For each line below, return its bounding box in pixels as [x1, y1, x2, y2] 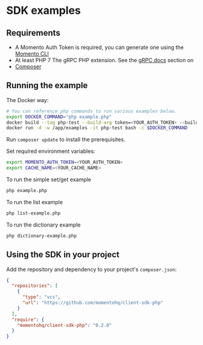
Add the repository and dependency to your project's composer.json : [6, 265, 177, 272]
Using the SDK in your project [6, 250, 120, 260]
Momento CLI [14, 50, 50, 57]
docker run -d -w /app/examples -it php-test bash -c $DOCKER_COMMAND [6, 125, 188, 131]
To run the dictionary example [6, 221, 81, 228]
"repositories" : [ [11, 283, 59, 289]
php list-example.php [6, 210, 61, 216]
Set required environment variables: [6, 147, 95, 155]
